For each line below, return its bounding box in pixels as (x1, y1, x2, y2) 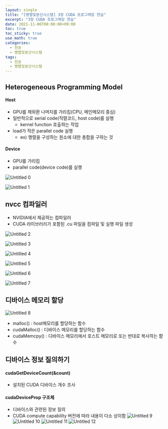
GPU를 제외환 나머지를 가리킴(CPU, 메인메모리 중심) (12, 108, 116, 114)
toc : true (5, 26, 26, 31)
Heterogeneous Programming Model (5, 83, 123, 91)
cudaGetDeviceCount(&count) (5, 370, 71, 376)
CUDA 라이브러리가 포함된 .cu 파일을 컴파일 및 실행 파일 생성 (12, 221, 133, 227)
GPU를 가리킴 (12, 158, 40, 164)
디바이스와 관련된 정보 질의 (12, 406, 66, 413)
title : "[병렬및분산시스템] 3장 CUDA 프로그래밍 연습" (5, 12, 106, 17)
